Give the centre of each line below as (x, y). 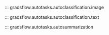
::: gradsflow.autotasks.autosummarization (49, 27)
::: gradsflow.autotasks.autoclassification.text (52, 17)
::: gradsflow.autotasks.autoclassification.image (55, 7)
